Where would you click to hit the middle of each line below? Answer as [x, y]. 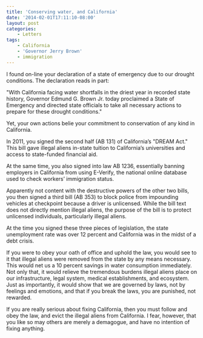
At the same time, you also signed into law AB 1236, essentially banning [95, 166]
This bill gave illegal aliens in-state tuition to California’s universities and [96, 148]
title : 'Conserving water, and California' [62, 12]
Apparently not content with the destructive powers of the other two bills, [98, 190]
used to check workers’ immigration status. [60, 178]
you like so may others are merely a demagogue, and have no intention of [98, 322]
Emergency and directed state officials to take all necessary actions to [94, 105]
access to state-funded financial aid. [52, 154]
